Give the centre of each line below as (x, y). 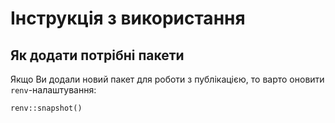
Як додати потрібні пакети (97, 55)
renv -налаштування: (53, 90)
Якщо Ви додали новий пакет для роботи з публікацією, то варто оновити (167, 79)
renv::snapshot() (46, 108)
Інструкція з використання (128, 18)
